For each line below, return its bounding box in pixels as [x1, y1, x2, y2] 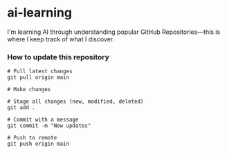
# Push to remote [7, 135, 57, 142]
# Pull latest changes [7, 68, 73, 75]
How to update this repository [7, 52, 109, 61]
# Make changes [7, 86, 51, 93]
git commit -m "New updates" [7, 122, 91, 129]
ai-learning [7, 5, 73, 21]
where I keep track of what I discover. [7, 35, 115, 43]
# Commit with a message [7, 116, 79, 124]
